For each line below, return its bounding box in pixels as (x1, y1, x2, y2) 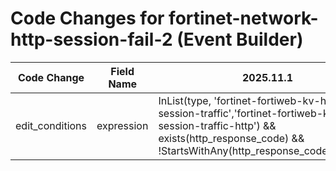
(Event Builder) (176, 28, 304, 51)
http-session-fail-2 (10, 28, 173, 51)
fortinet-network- (168, 7, 319, 30)
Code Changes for (10, 7, 165, 30)
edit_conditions (15, 118, 87, 132)
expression (96, 118, 149, 132)
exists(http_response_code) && (158, 131, 305, 145)
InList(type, (158, 93, 212, 107)
